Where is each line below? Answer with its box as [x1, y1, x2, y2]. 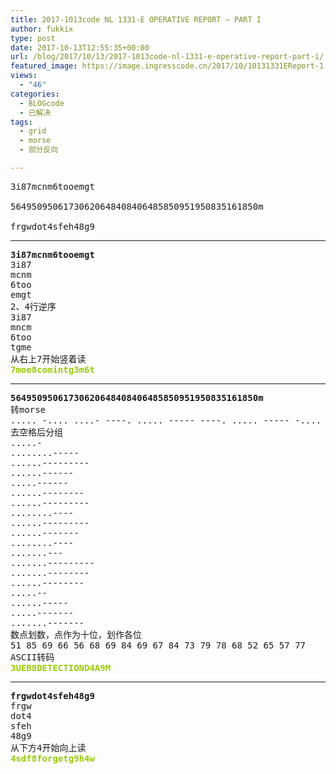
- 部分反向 [19, 145, 59, 155]
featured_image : [10, 61, 78, 71]
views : [10, 71, 38, 81]
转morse [10, 404, 47, 415]
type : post [10, 33, 56, 43]
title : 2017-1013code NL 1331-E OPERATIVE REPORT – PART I [10, 14, 262, 25]
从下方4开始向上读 [10, 742, 87, 753]
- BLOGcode [19, 98, 65, 108]
